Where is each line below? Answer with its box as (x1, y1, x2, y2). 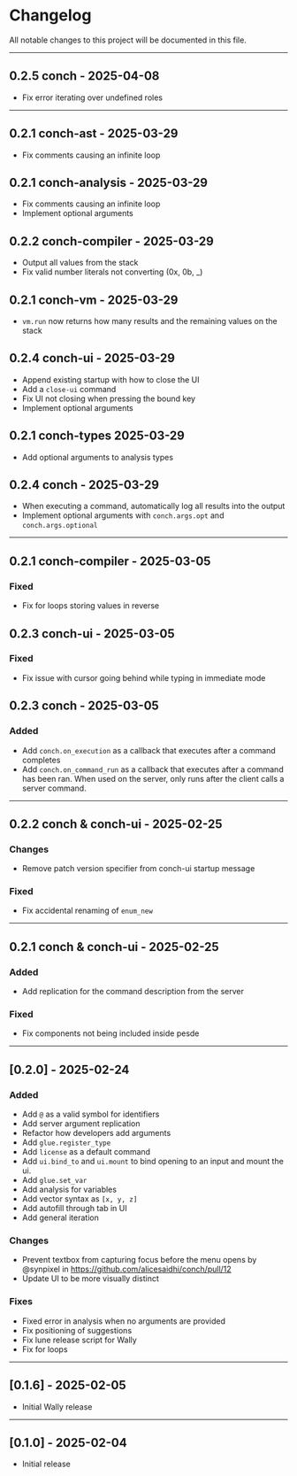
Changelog (9, 5, 92, 26)
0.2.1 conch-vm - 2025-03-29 (9, 292, 179, 307)
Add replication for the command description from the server (21, 986, 245, 997)
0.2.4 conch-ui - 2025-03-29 (9, 351, 175, 366)
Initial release (21, 1458, 71, 1470)
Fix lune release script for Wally (21, 1334, 137, 1345)
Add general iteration (21, 1212, 99, 1223)
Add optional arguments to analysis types (21, 452, 174, 462)
